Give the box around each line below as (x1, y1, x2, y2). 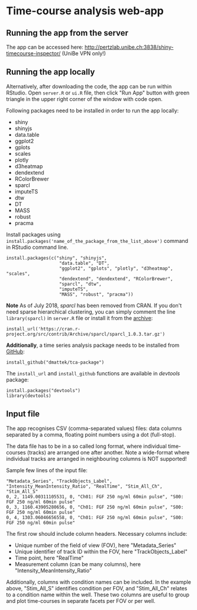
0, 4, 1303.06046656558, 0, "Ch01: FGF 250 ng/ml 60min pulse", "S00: (6, 514, 184, 520)
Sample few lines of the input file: (6, 466, 88, 473)
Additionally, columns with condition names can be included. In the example (6, 578, 191, 586)
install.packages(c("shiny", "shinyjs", (6, 255, 108, 261)
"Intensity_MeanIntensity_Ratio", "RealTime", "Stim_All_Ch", (6, 483, 163, 489)
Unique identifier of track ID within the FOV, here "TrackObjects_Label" (14, 548, 188, 555)
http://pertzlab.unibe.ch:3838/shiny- (85, 43, 174, 50)
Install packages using (6, 230, 61, 238)
